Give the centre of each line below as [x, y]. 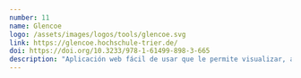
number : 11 [30, 17]
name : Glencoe [36, 26]
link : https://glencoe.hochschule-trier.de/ [94, 43]
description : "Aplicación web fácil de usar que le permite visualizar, [148, 59]
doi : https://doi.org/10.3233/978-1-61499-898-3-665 [110, 51]
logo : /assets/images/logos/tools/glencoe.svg [98, 34]
